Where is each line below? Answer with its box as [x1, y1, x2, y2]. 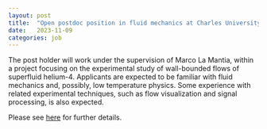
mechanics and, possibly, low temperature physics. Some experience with [8, 81, 251, 90]
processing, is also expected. [8, 97, 105, 107]
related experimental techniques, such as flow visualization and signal [8, 89, 238, 99]
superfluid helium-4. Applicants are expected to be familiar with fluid [8, 72, 233, 82]
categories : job [8, 33, 62, 42]
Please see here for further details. [8, 112, 122, 123]
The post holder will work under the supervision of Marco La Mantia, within [8, 55, 254, 65]
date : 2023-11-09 [8, 26, 73, 34]
